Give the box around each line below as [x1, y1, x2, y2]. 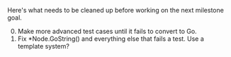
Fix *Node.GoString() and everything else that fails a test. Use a [17, 34, 204, 43]
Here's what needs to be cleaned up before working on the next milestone [7, 6, 225, 14]
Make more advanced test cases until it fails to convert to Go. [17, 27, 197, 35]
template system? [17, 42, 69, 50]
